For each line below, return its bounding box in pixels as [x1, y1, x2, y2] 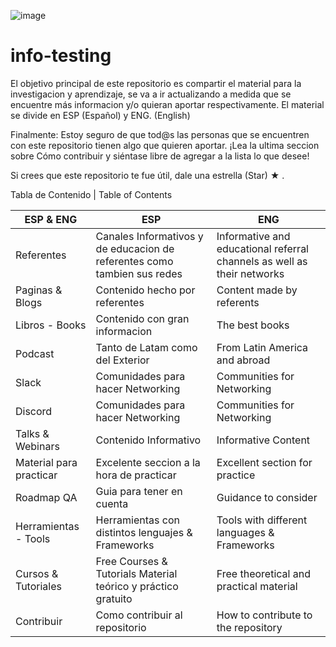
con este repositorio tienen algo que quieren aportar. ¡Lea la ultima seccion [10, 139, 320, 151]
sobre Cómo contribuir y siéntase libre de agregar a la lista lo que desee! [10, 150, 310, 162]
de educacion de [95, 241, 175, 255]
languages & [216, 525, 275, 539]
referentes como [95, 254, 174, 268]
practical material [216, 579, 298, 593]
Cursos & [15, 566, 59, 580]
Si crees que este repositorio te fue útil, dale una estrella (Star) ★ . [10, 169, 285, 181]
